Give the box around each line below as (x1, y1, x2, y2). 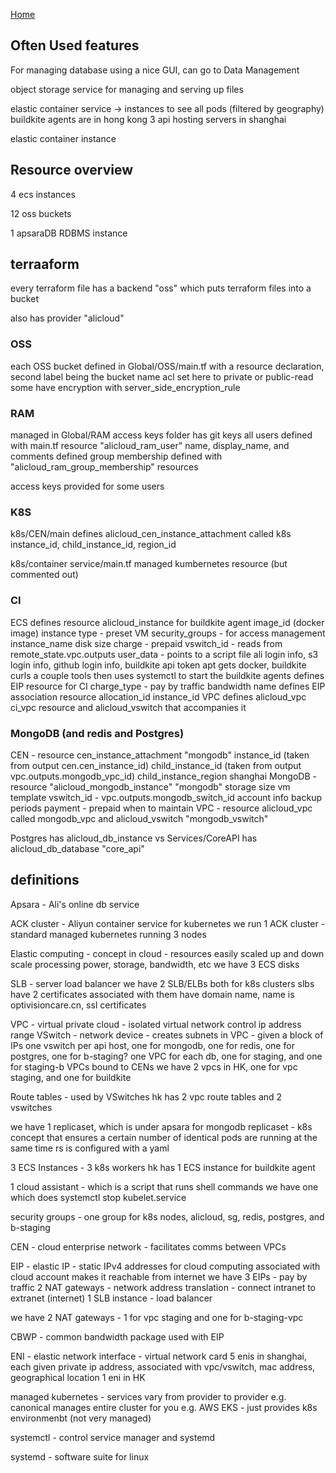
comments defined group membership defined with (10, 450, 223, 463)
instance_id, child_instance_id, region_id (10, 539, 177, 551)
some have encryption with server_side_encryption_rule (10, 381, 241, 393)
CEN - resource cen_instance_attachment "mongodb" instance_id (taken (10, 749, 310, 761)
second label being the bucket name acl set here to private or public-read (10, 370, 314, 383)
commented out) (10, 569, 79, 581)
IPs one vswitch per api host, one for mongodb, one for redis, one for (10, 1039, 295, 1051)
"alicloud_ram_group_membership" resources (10, 461, 199, 473)
